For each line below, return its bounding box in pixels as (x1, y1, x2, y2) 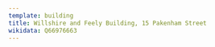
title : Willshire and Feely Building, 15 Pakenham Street (8, 19, 207, 27)
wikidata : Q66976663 (8, 26, 78, 34)
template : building (8, 11, 74, 20)
